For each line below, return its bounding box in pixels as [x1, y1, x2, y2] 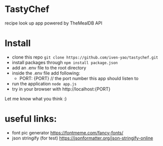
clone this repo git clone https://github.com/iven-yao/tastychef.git [11, 54, 158, 60]
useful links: [4, 113, 57, 124]
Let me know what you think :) [4, 95, 67, 101]
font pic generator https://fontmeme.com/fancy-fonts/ [11, 129, 123, 135]
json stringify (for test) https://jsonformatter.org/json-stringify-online [11, 135, 153, 141]
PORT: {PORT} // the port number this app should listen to [19, 75, 138, 81]
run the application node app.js [11, 80, 77, 86]
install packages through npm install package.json [11, 59, 118, 65]
